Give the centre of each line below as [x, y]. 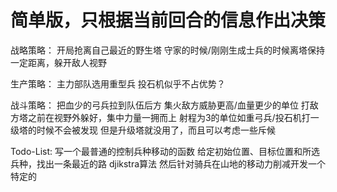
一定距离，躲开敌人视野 [58, 62]
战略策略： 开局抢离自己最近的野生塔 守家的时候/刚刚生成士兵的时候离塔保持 [167, 50]
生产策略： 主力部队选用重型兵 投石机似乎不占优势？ [118, 83]
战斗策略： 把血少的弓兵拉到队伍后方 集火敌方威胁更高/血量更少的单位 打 [160, 105]
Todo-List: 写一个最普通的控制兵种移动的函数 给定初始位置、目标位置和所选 [165, 151]
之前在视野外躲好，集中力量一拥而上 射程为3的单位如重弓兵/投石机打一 [173, 117]
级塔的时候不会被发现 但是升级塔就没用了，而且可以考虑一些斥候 [143, 130]
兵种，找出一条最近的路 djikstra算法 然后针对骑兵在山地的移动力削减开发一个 [168, 163]
